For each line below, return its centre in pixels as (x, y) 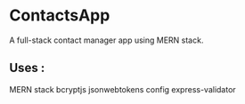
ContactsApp (60, 16)
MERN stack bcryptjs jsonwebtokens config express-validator (122, 89)
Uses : (27, 68)
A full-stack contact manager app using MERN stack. (106, 40)
